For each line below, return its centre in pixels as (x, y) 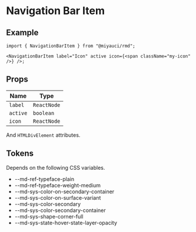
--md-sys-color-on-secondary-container (64, 191)
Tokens (20, 154)
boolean (44, 113)
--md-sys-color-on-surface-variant (58, 197)
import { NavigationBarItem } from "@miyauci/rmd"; (71, 46)
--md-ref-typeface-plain (44, 179)
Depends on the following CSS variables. (56, 167)
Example (22, 33)
